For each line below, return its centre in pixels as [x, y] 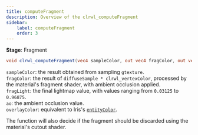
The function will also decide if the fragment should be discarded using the [97, 121]
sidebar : [17, 22]
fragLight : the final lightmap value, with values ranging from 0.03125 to [93, 91]
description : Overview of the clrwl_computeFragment [72, 17]
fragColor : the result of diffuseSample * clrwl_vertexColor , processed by [96, 78]
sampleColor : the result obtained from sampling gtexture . [75, 72]
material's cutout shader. [36, 127]
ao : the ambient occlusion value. [45, 103]
